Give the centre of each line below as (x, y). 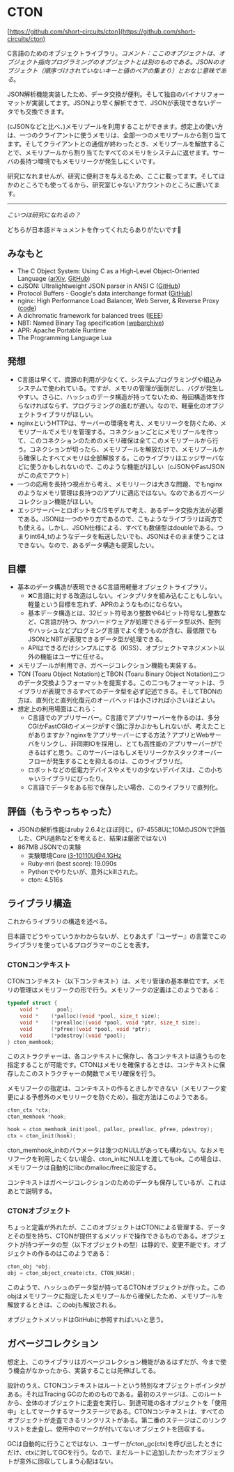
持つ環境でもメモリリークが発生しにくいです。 (92, 161)
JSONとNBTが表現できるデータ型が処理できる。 (97, 639)
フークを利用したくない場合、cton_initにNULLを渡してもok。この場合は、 (119, 1158)
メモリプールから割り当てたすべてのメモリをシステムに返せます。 (119, 152)
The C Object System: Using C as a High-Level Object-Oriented (108, 271)
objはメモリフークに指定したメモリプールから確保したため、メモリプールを (116, 1296)
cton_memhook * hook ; (37, 1117)
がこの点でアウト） (45, 475)
